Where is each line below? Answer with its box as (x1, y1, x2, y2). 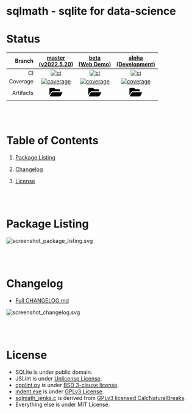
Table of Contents (6, 134, 99, 147)
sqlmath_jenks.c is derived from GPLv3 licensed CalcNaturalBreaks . (15, 394, 186, 401)
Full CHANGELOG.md (15, 296, 69, 304)
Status (6, 32, 41, 46)
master (46, 54, 65, 61)
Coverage (9, 78, 34, 85)
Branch (15, 57, 34, 65)
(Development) (116, 60, 155, 68)
